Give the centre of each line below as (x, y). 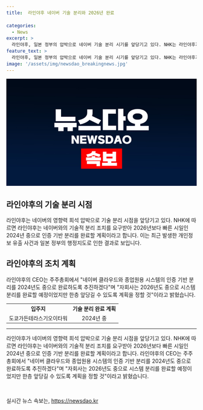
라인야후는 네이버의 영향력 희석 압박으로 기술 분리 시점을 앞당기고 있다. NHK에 (98, 220)
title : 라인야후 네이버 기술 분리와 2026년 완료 (60, 13)
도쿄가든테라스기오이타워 (38, 318)
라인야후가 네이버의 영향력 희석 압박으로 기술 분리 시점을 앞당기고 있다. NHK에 (98, 339)
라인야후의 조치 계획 (41, 264)
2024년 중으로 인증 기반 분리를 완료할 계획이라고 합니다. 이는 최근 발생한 (92, 235)
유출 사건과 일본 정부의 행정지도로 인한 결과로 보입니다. (77, 243)
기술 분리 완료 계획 (94, 308)
